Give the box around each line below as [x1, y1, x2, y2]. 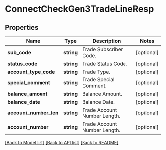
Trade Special [82, 76, 115, 83]
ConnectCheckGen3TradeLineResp [5, 3, 154, 15]
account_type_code [7, 68, 55, 75]
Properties [5, 23, 39, 32]
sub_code [7, 49, 31, 56]
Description [92, 38, 121, 44]
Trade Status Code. [82, 60, 127, 67]
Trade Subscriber [82, 46, 123, 53]
